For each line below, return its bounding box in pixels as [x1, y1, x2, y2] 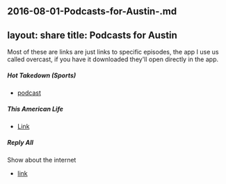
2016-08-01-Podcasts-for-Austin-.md [7, 6, 177, 17]
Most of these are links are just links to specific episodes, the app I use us [7, 48, 219, 56]
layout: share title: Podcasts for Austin [7, 29, 177, 41]
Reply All [7, 138, 33, 146]
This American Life [7, 105, 64, 113]
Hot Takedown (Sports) [7, 71, 76, 79]
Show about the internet [7, 156, 76, 164]
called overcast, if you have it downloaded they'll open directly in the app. [7, 55, 219, 63]
